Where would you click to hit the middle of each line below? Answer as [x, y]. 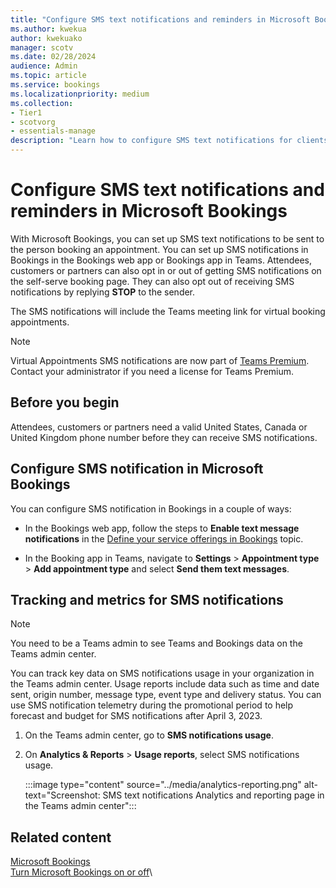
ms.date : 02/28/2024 [53, 57]
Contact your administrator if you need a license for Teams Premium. [152, 371]
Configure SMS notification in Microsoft [137, 469]
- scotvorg [33, 122]
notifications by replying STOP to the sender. [103, 292]
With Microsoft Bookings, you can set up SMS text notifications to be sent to [167, 238]
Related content [61, 837]
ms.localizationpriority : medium [80, 94]
